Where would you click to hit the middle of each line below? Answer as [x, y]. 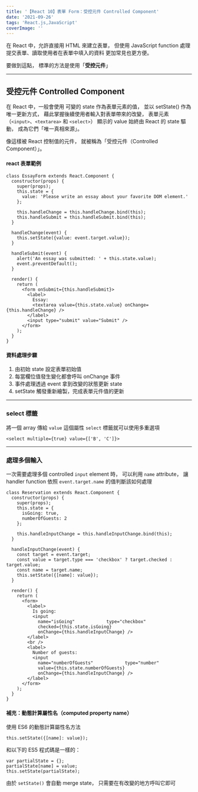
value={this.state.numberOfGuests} [81, 668]
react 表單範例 [24, 163]
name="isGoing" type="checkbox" [92, 622]
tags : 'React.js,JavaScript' [42, 22]
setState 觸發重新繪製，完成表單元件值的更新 [69, 391]
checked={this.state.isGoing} [75, 627]
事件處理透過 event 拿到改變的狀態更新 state [68, 384]
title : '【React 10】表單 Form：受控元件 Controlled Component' [82, 11]
